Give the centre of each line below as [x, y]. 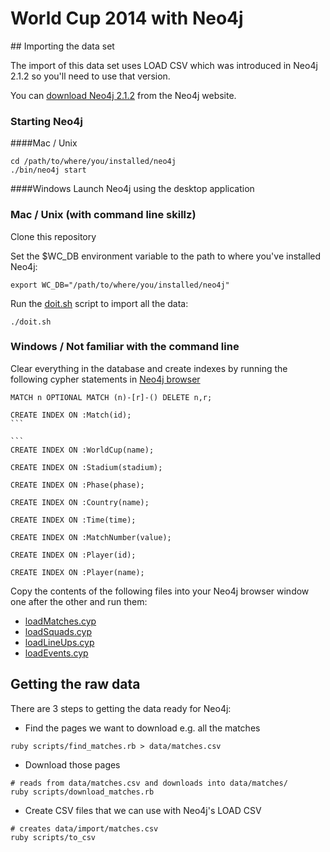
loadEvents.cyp [56, 653]
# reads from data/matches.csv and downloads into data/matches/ [149, 783]
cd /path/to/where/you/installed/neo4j [93, 162]
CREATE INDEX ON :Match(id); [71, 415]
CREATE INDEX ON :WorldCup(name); [82, 450]
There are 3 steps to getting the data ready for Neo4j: [121, 708]
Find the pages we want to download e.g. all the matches [142, 728]
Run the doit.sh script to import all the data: [99, 303]
